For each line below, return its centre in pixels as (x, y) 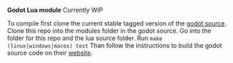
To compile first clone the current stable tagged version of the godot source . (117, 23)
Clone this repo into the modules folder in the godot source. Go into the (109, 31)
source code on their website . (50, 53)
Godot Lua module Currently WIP (55, 10)
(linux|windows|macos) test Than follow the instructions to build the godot (115, 45)
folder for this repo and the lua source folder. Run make (85, 38)
